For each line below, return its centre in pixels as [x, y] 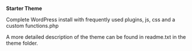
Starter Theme [24, 8]
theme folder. [22, 43]
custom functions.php [32, 26]
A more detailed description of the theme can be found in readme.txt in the [96, 37]
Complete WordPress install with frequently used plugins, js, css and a [91, 19]
